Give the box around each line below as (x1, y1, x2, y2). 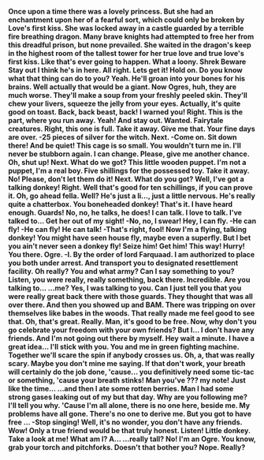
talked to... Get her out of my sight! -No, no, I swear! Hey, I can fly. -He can (8, 216, 257, 226)
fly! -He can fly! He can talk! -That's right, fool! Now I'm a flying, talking (8, 225, 247, 234)
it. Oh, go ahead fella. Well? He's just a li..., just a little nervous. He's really (8, 191, 256, 200)
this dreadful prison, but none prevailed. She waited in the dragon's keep (8, 40, 252, 50)
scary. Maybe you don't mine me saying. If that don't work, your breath (8, 359, 246, 368)
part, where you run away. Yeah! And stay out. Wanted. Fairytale (8, 116, 224, 125)
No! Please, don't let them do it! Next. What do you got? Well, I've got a (8, 174, 244, 184)
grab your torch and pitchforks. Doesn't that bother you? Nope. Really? (8, 443, 246, 452)
